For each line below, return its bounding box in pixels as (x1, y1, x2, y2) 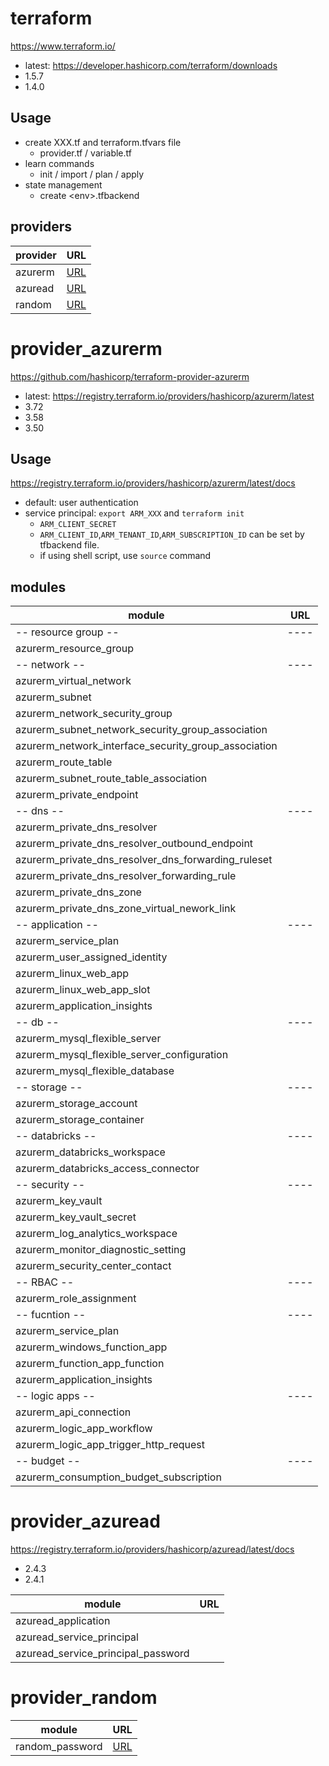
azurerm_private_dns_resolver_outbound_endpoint (15, 837, 254, 851)
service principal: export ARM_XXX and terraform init (24, 507, 245, 519)
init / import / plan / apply (39, 168, 145, 180)
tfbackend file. (39, 539, 100, 551)
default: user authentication (24, 497, 139, 509)
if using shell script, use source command (39, 550, 212, 562)
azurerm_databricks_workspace (15, 1145, 166, 1159)
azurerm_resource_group (15, 642, 135, 656)
